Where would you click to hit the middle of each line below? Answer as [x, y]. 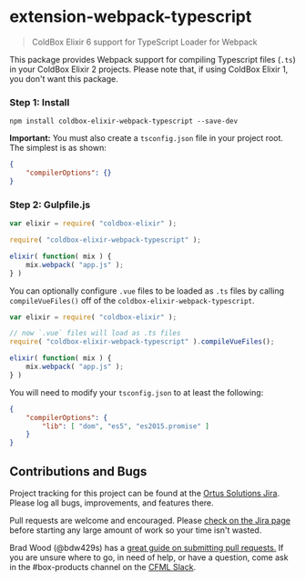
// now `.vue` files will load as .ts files [95, 334]
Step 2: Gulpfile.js [50, 205]
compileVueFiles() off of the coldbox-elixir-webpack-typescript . [132, 300]
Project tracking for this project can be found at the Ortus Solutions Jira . [145, 493]
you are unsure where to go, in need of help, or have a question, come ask [149, 557]
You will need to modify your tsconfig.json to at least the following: [137, 392]
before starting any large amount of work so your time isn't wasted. [136, 530]
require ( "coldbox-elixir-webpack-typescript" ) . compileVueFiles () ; [142, 342]
